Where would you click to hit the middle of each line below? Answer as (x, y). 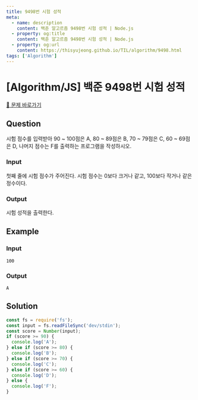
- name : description (37, 23)
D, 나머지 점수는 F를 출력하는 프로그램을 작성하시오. (72, 146)
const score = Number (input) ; (44, 331)
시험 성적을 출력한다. (30, 212)
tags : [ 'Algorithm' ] (32, 56)
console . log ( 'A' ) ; (34, 342)
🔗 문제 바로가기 (24, 105)
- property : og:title (38, 34)
